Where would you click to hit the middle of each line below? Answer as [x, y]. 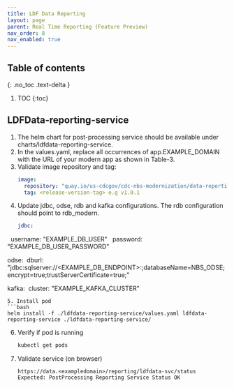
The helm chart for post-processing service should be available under [118, 137]
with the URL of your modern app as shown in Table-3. [96, 159]
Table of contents [46, 68]
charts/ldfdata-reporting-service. [65, 144]
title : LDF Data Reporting [46, 14]
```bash [19, 308]
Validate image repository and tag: [67, 166]
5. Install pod [29, 301]
